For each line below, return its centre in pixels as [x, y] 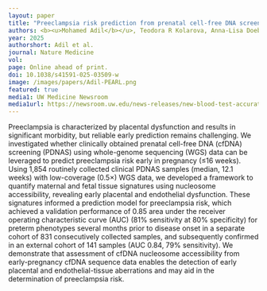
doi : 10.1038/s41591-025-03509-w [64, 75]
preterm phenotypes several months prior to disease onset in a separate [126, 228]
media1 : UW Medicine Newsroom [58, 97]
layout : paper [32, 16]
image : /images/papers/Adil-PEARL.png [72, 82]
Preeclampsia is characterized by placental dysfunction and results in [122, 127]
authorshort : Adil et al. [51, 45]
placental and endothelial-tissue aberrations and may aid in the [111, 270]
